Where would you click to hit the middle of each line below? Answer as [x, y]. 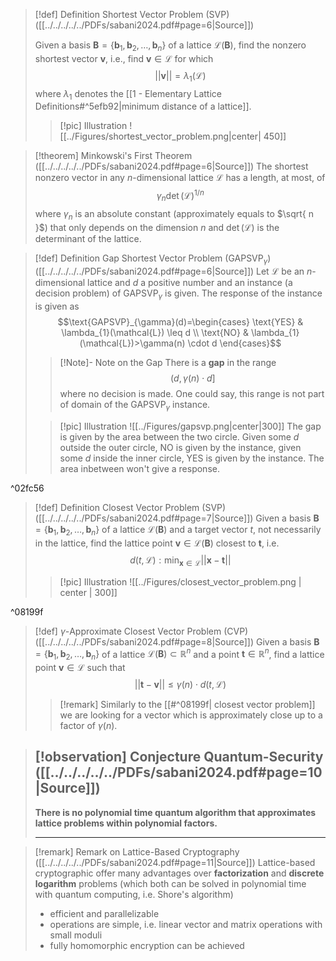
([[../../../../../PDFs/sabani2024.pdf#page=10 [178, 772]
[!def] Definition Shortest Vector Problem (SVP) [132, 14]
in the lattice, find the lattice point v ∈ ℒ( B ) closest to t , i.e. [157, 543]
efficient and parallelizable [104, 913]
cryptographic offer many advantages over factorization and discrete [179, 873]
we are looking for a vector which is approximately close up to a [191, 715]
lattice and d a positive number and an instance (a [190, 283]
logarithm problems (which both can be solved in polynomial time [170, 883]
